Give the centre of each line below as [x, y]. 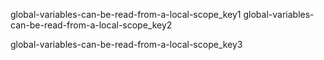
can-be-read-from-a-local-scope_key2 [91, 25]
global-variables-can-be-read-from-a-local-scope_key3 [126, 44]
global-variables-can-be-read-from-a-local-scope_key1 [126, 14]
